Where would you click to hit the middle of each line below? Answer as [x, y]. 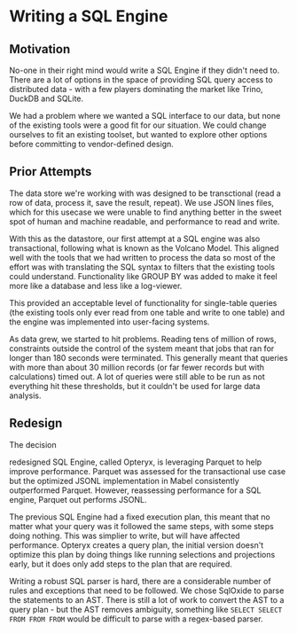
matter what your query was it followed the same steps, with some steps [142, 526]
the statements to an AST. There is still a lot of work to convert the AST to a [147, 599]
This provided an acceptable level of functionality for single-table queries [143, 302]
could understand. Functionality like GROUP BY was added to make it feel [143, 276]
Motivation [40, 49]
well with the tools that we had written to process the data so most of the [142, 257]
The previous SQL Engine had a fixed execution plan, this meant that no [140, 517]
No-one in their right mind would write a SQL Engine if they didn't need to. [145, 70]
